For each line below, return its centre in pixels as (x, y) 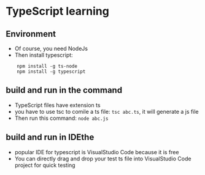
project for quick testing (45, 165)
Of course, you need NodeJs (51, 48)
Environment (31, 34)
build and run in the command (64, 90)
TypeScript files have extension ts (57, 105)
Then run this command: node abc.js (61, 118)
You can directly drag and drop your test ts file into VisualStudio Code (103, 158)
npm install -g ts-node (47, 66)
